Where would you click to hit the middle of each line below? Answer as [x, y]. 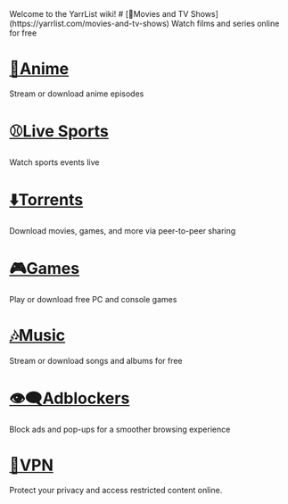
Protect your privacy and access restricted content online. [116, 490]
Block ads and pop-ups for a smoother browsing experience [120, 429]
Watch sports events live [54, 162]
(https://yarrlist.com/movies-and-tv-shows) [89, 23]
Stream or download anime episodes [77, 94]
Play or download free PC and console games [93, 299]
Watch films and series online [225, 23]
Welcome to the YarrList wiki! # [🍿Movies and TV [99, 14]
